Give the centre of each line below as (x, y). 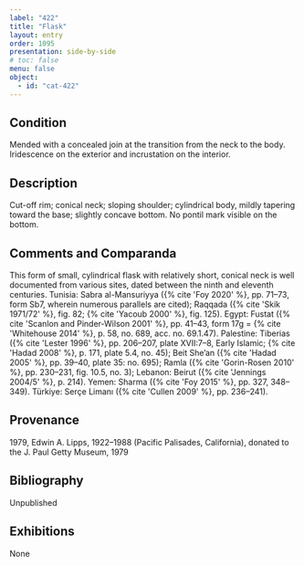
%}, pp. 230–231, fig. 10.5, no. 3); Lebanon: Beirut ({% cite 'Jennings (138, 372)
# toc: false (34, 60)
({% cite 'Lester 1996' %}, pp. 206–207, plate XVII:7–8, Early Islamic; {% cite (152, 343)
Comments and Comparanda (93, 253)
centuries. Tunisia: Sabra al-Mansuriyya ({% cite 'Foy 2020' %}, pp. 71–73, (149, 295)
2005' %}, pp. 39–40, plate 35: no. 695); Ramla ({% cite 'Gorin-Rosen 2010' (152, 362)
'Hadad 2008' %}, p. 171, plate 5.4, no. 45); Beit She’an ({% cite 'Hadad (143, 353)
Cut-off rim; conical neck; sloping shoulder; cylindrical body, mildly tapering (152, 205)
